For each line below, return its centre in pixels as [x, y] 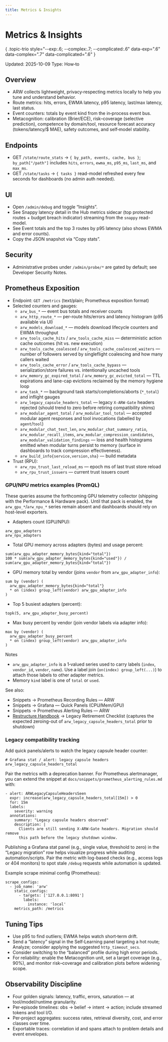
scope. [20, 968]
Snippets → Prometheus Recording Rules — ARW [63, 700]
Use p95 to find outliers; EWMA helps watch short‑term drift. [75, 937]
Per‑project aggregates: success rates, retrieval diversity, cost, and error [88, 1018]
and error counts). [31, 234]
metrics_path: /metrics [39, 909]
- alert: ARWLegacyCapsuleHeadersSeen [46, 794]
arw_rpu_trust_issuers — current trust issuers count [74, 472]
